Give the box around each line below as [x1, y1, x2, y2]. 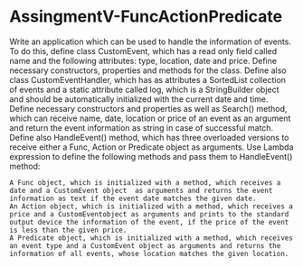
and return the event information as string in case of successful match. [9, 122, 274, 133]
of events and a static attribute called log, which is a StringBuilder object [9, 84, 279, 95]
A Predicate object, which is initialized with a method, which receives [9, 233, 294, 243]
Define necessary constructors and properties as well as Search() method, [9, 103, 288, 114]
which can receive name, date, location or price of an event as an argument [9, 113, 291, 124]
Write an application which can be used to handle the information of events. [9, 36, 292, 47]
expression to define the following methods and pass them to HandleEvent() [9, 151, 293, 161]
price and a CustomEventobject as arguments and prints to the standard [9, 209, 289, 218]
